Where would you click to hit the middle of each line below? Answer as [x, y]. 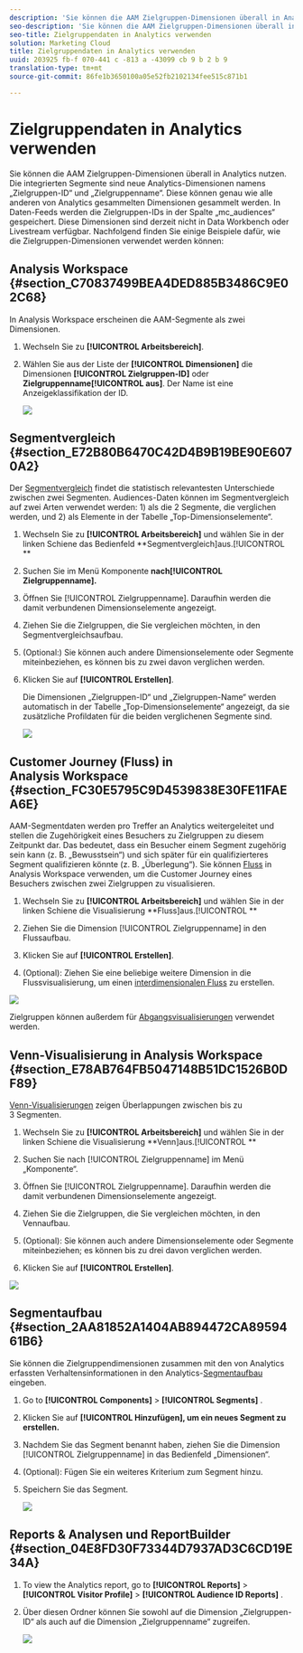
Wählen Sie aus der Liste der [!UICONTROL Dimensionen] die [138, 364]
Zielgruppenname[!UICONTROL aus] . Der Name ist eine [128, 383]
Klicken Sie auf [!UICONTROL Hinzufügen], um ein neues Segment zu [154, 1417]
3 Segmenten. [35, 1114]
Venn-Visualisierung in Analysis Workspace [136, 1055]
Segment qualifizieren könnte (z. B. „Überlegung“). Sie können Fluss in [141, 864]
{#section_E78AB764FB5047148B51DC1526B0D [149, 1069]
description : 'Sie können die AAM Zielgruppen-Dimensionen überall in [145, 18]
